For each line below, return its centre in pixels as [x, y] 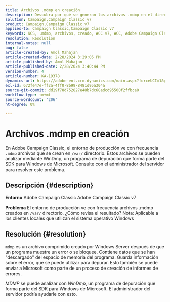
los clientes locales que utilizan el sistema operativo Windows [70, 218]
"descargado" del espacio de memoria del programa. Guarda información [82, 257]
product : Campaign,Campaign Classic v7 [47, 24]
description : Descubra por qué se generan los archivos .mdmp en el [79, 15]
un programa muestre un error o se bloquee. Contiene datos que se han [80, 252]
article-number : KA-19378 [32, 76]
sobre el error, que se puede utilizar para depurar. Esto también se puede [82, 262]
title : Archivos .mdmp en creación [43, 10]
